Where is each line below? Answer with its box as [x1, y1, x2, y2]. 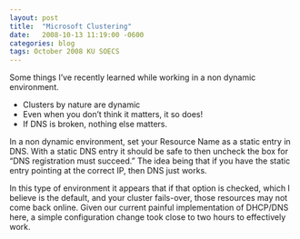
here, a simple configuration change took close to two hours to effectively [9, 212, 286, 223]
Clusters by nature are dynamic [22, 99, 141, 110]
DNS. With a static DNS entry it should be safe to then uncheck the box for [9, 146, 289, 157]
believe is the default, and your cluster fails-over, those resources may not [9, 193, 288, 204]
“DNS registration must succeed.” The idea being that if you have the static [9, 155, 291, 166]
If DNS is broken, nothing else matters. [22, 119, 168, 130]
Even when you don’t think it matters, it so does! [22, 109, 203, 120]
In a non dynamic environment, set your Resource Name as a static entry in [9, 136, 291, 147]
